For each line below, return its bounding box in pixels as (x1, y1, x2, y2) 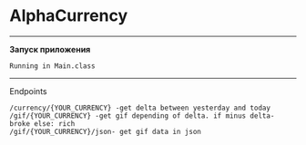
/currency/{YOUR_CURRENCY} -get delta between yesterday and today (9, 103, 271, 112)
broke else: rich (9, 119, 76, 128)
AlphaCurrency (9, 5, 128, 26)
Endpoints (9, 85, 47, 96)
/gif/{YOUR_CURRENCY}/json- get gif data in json (9, 127, 202, 136)
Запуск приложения (9, 43, 91, 54)
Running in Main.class (9, 61, 96, 71)
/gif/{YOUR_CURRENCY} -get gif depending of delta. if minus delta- (9, 111, 275, 121)
